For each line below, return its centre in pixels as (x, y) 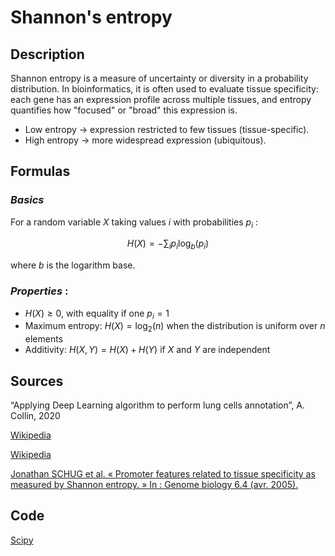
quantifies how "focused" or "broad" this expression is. (124, 110)
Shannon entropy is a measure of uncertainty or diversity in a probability (159, 78)
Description (47, 54)
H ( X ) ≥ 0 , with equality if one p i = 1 (97, 314)
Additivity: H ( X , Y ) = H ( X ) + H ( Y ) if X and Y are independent (147, 350)
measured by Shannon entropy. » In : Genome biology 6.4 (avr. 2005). (154, 484)
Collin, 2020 (35, 415)
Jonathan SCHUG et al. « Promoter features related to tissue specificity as (163, 473)
